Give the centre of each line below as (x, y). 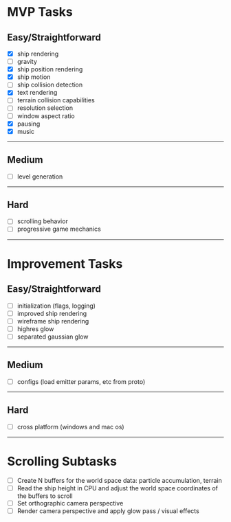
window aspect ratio (46, 116)
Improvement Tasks (65, 263)
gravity (27, 62)
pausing (29, 124)
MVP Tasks (40, 12)
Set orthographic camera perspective (70, 503)
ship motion (34, 77)
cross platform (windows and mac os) (71, 427)
